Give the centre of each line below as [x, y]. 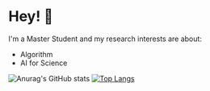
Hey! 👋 [31, 17]
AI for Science [44, 63]
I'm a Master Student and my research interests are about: [105, 39]
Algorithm [36, 54]
